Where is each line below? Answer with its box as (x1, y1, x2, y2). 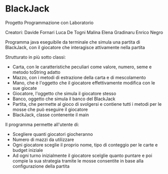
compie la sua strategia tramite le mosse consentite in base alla (12, 157, 144, 163)
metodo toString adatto (12, 69, 61, 75)
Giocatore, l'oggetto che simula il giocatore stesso (12, 90, 116, 96)
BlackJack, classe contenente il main (12, 111, 89, 118)
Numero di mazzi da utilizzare (12, 136, 74, 142)
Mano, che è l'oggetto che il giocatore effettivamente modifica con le (12, 80, 155, 86)
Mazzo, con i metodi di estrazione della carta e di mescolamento (12, 74, 146, 80)
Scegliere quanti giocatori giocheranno (12, 131, 93, 137)
